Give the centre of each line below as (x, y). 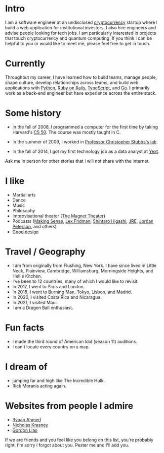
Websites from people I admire (69, 406)
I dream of (26, 366)
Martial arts (24, 194)
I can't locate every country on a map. (51, 347)
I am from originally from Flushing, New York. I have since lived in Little (84, 265)
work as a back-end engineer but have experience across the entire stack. (81, 93)
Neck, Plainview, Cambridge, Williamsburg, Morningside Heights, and (83, 270)
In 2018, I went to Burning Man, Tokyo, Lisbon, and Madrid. (72, 292)
